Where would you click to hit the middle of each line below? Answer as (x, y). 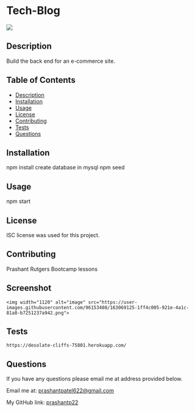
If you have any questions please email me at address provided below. (94, 379)
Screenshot (29, 288)
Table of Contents (41, 80)
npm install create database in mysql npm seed (66, 168)
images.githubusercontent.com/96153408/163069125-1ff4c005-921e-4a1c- (98, 307)
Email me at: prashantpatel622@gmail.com (60, 391)
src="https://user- (113, 302)
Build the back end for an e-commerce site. (61, 61)
